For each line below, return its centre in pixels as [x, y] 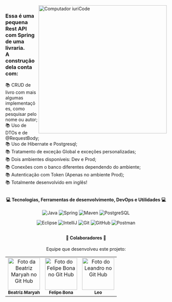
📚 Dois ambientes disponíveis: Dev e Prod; [51, 159]
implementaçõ [20, 103]
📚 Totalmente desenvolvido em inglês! [46, 183]
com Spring [20, 35]
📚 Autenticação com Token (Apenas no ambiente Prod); [65, 175]
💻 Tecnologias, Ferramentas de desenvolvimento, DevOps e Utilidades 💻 [86, 199]
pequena [17, 22]
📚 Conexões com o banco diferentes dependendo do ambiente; [73, 167]
